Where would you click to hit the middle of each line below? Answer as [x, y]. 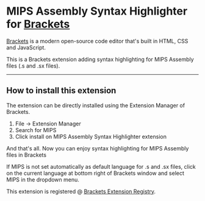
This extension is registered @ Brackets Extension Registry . [81, 191]
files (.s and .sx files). [33, 66]
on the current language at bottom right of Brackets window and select [95, 173]
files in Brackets [27, 155]
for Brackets [38, 24]
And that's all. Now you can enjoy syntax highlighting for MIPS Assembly [98, 148]
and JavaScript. [26, 48]
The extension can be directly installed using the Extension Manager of [95, 105]
